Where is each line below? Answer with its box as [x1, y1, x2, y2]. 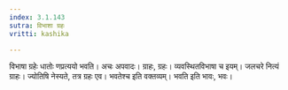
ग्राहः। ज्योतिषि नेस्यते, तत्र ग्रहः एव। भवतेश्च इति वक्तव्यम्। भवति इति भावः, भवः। [9, 71, 233, 82]
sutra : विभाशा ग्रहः [9, 21, 65, 30]
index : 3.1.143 [9, 12, 66, 22]
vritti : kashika [9, 29, 69, 38]
